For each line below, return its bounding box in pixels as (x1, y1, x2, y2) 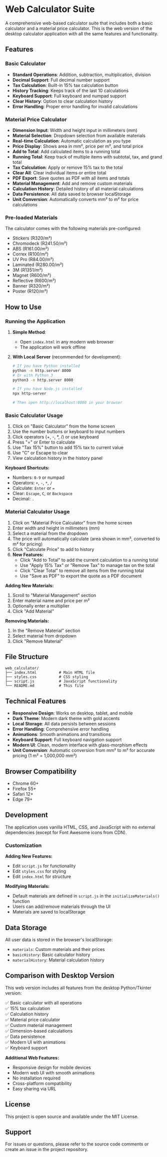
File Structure (5, 652, 48, 661)
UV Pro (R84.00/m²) (12, 256, 54, 262)
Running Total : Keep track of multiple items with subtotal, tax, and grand (12, 153, 162, 159)
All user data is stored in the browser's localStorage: (5, 936, 113, 942)
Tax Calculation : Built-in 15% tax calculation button (12, 82, 118, 88)
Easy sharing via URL (12, 1085, 56, 1091)
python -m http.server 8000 (12, 368, 71, 373)
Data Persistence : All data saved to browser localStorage (12, 191, 131, 197)
